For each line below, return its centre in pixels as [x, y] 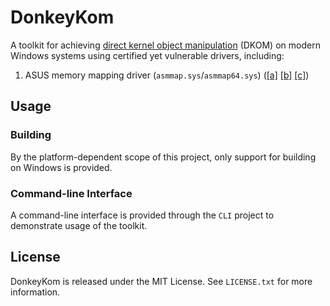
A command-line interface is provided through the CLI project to [142, 215]
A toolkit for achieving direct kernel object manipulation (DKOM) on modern [165, 45]
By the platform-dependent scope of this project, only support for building [163, 157]
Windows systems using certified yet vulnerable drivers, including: [147, 55]
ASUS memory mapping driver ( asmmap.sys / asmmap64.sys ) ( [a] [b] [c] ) [167, 75]
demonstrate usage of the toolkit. [79, 225]
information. [35, 292]
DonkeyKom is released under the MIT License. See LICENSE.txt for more [161, 281]
